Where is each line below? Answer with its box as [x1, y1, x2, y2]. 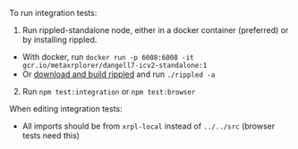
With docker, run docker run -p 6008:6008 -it [21, 52, 194, 62]
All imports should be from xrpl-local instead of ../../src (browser [21, 120, 276, 131]
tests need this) [21, 130, 81, 141]
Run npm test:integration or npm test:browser [21, 87, 196, 96]
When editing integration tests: [9, 103, 123, 114]
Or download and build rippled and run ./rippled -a [21, 69, 216, 79]
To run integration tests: [9, 8, 98, 18]
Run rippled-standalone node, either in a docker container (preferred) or [21, 25, 289, 35]
